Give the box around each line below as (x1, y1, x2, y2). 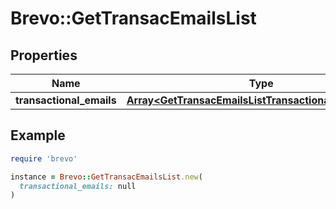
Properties (10, 47, 78, 64)
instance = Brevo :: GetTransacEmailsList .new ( (10, 172, 203, 182)
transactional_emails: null (19, 181, 137, 191)
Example (10, 127, 66, 144)
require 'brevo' (10, 153, 78, 164)
